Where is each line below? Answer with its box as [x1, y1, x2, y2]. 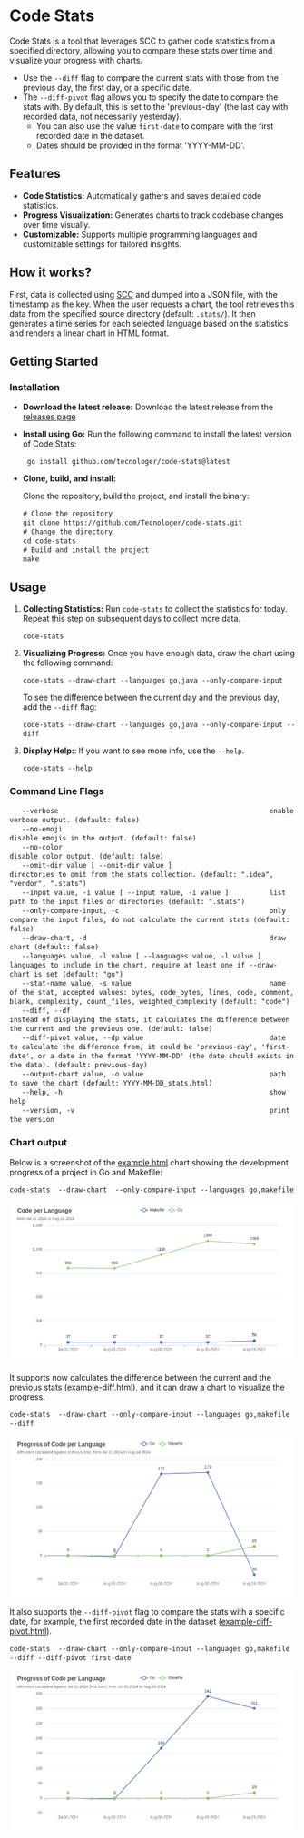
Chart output [9, 1136, 68, 1149]
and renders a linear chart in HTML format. [9, 328, 170, 339]
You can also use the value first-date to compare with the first [35, 120, 274, 132]
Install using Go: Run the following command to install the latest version [22, 428, 292, 440]
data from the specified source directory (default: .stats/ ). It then [9, 308, 256, 319]
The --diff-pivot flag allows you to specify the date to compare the [22, 92, 279, 103]
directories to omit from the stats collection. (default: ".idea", [9, 870, 274, 880]
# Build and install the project [22, 546, 150, 555]
